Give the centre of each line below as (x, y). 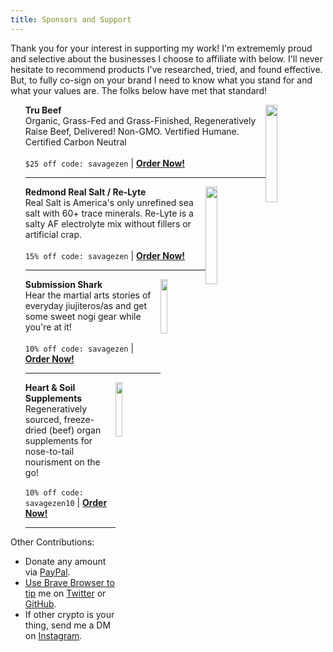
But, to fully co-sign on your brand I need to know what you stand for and (161, 80)
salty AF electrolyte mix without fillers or (108, 223)
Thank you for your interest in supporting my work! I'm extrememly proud (161, 48)
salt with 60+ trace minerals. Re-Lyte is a (109, 213)
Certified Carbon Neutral (75, 142)
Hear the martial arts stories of (88, 295)
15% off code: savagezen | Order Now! (105, 255)
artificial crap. (53, 234)
